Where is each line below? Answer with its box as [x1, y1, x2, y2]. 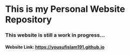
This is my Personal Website [5, 3, 125, 15]
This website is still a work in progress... [5, 32, 105, 39]
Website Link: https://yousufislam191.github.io [5, 44, 105, 50]
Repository [5, 14, 52, 25]
